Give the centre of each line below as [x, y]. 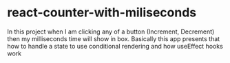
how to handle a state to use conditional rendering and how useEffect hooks [115, 46]
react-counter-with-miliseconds [102, 13]
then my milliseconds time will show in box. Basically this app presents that [114, 38]
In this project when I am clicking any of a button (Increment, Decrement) [111, 32]
